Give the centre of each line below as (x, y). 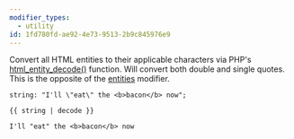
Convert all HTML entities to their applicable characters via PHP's (130, 60)
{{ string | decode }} (52, 111)
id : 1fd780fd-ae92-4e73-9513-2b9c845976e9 (90, 34)
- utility (36, 26)
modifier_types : (40, 17)
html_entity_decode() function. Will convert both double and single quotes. (147, 69)
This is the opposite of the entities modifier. (90, 79)
